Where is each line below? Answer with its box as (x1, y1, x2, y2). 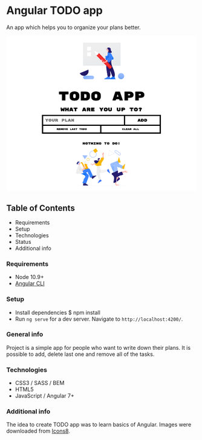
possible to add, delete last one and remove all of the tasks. (6, 350, 155, 358)
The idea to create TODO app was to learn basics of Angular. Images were (6, 421, 192, 429)
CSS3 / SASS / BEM (15, 379, 65, 387)
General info (6, 330, 44, 339)
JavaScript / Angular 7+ (15, 392, 74, 399)
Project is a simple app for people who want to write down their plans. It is (6, 344, 191, 351)
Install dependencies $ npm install (15, 309, 101, 316)
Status (15, 238, 31, 245)
